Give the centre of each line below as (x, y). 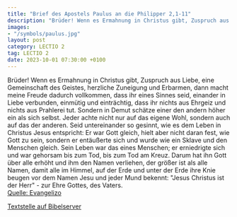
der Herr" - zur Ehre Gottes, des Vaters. (65, 185)
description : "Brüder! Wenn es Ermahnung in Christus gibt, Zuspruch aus (118, 20)
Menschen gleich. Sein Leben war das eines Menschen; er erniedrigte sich (116, 147)
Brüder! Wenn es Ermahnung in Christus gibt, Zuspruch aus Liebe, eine (111, 80)
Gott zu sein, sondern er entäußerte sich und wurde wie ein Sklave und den (117, 140)
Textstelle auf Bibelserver (45, 206)
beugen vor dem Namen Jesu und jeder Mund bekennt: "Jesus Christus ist (116, 177)
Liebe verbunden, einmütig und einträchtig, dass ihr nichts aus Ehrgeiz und (117, 102)
